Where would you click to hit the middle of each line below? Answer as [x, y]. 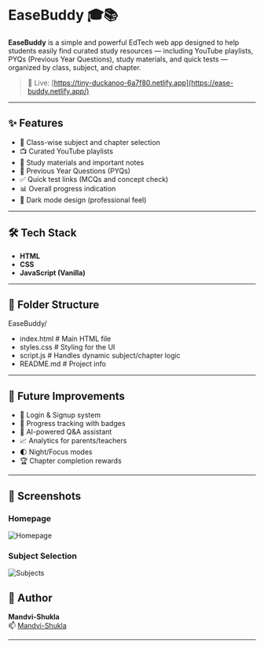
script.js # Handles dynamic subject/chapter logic [100, 356]
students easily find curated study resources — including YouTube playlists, [131, 50]
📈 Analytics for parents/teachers [73, 441]
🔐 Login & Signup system [60, 415]
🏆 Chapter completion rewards [70, 461]
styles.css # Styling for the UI [67, 347]
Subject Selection [42, 556]
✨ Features [36, 123]
